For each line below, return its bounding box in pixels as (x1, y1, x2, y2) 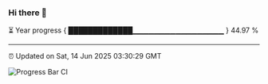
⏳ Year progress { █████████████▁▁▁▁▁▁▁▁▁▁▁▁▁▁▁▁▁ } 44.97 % (8, 25, 259, 35)
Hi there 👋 (8, 7, 48, 18)
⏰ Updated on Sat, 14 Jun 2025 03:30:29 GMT (8, 52, 162, 61)
